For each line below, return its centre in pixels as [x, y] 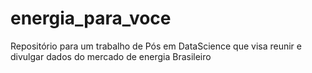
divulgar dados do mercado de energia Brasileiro [111, 56]
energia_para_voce [91, 18]
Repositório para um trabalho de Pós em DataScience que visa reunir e [156, 46]
